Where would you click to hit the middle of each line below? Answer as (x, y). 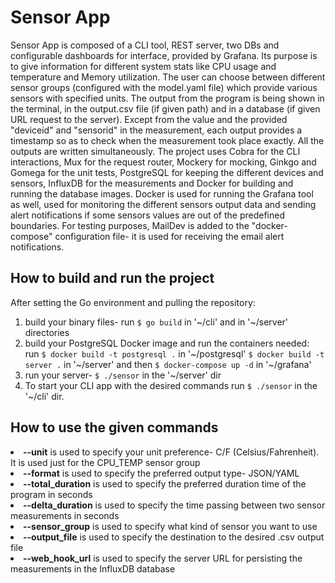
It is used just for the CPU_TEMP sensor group (105, 462)
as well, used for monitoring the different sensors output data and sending (163, 204)
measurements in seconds (65, 515)
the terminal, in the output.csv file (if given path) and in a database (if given (165, 108)
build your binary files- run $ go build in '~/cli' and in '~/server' (156, 322)
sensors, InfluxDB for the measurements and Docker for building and (152, 183)
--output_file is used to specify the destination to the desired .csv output (174, 537)
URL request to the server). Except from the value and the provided (149, 119)
